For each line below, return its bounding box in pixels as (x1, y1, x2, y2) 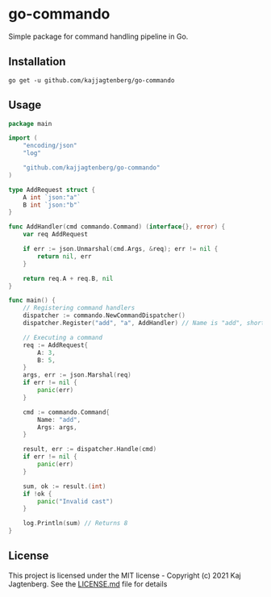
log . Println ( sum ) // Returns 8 (23, 520, 128, 528)
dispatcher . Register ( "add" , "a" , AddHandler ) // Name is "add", (23, 319, 244, 328)
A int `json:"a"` (23, 193, 81, 202)
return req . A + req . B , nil (23, 274, 114, 282)
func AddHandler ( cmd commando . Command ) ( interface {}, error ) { (8, 223, 226, 231)
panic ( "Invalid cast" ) (37, 497, 114, 505)
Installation (8, 55, 66, 69)
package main (8, 119, 52, 127)
